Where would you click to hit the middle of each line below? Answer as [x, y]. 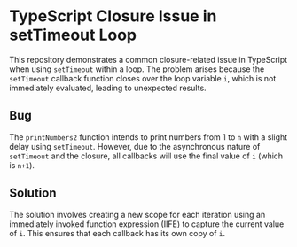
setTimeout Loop [73, 35]
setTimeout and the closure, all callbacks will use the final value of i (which [146, 156]
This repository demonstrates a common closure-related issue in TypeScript [148, 59]
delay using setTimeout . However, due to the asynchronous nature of [135, 146]
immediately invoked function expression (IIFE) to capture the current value [147, 224]
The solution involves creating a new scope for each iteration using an [137, 214]
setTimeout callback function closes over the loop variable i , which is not [143, 78]
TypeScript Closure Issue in [113, 16]
